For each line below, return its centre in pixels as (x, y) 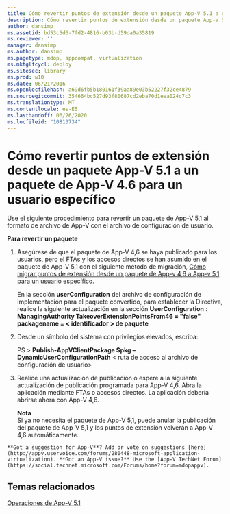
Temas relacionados (51, 486)
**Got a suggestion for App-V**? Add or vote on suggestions (96, 448)
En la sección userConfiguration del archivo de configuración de (109, 295)
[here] (197, 448)
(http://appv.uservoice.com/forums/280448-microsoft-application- (104, 454)
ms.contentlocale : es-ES (42, 109)
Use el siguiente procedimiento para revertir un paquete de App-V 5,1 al (108, 218)
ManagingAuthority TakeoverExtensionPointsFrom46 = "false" (109, 317)
